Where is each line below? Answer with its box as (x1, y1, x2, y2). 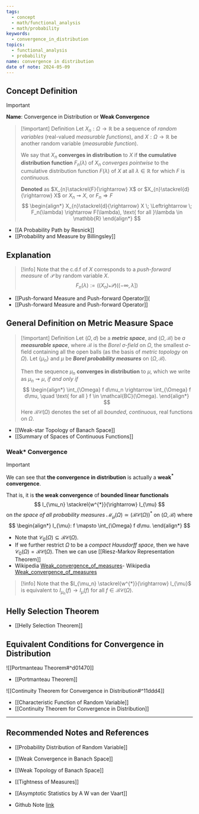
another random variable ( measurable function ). (20, 140, 139, 147)
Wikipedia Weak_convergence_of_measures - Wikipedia (14, 562, 150, 569)
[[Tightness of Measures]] (14, 778, 79, 785)
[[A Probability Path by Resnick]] (14, 226, 95, 234)
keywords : (6, 31, 31, 37)
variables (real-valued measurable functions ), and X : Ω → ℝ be (20, 133, 178, 140)
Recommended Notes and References (6, 728, 149, 738)
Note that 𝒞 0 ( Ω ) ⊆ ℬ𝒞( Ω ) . (14, 534, 79, 542)
